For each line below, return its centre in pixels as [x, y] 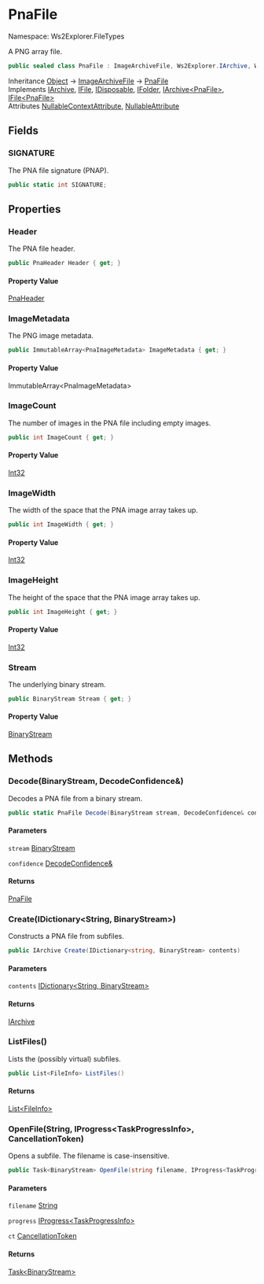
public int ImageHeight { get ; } [63, 612]
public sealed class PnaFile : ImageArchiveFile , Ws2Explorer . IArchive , [130, 66]
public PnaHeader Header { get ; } [65, 263]
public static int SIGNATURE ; [58, 185]
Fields [24, 131]
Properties [35, 209]
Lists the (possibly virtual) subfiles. [65, 1058]
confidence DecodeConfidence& [60, 863]
